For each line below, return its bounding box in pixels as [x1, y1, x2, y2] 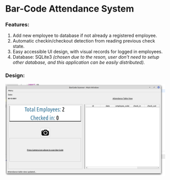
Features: [5, 21, 29, 28]
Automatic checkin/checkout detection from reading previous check [12, 38, 155, 44]
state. [12, 43, 25, 50]
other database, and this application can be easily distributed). [12, 59, 145, 66]
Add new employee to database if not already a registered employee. [12, 32, 157, 38]
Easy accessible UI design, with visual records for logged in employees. [12, 49, 163, 55]
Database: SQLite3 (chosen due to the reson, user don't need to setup [12, 54, 160, 60]
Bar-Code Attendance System [5, 3, 134, 15]
